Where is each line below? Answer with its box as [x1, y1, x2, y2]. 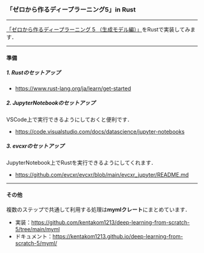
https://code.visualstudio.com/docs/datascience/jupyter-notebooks [15, 128, 185, 135]
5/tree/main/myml [15, 226, 60, 232]
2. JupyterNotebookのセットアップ [6, 99, 96, 107]
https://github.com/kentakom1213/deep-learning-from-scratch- [31, 219, 190, 226]
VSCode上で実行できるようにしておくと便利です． [6, 116, 133, 123]
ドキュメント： [15, 233, 53, 240]
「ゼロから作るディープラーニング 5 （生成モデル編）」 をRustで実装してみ [6, 26, 191, 33]
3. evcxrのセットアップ [6, 142, 65, 149]
